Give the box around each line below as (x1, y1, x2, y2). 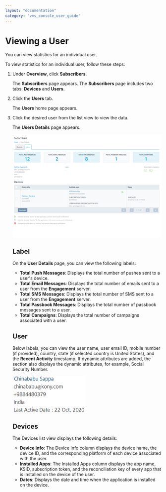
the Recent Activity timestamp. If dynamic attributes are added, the (12, 356, 151, 362)
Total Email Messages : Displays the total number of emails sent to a (19, 281, 160, 287)
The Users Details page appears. (12, 124, 81, 130)
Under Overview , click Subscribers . (12, 71, 87, 77)
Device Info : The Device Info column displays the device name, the (19, 445, 157, 451)
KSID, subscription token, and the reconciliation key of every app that (19, 466, 162, 472)
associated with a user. (19, 317, 67, 323)
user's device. (19, 275, 49, 281)
